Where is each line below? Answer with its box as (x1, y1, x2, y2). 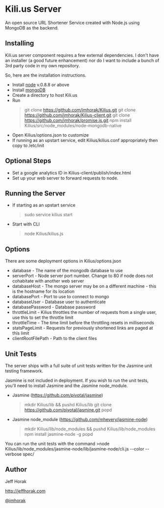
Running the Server (5, 189, 66, 198)
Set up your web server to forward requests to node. (12, 175, 118, 181)
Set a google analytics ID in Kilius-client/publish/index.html (12, 169, 131, 175)
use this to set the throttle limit (12, 314, 73, 320)
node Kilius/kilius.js (24, 231, 64, 237)
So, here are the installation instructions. (5, 72, 87, 78)
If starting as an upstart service (12, 202, 76, 208)
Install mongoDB (12, 87, 46, 93)
